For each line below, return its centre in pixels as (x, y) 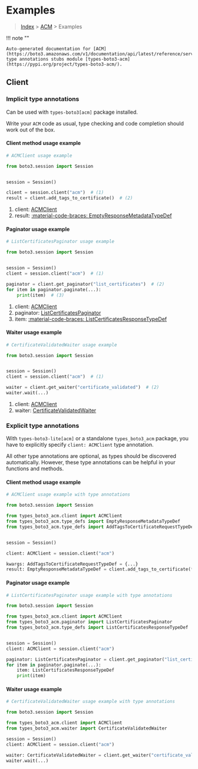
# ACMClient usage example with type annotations (68, 495)
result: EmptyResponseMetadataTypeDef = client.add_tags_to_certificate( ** (101, 569)
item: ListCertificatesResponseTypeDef (66, 670)
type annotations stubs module (44, 59)
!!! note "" (18, 38)
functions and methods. (35, 468)
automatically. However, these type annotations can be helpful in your (91, 463)
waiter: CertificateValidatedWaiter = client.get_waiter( (79, 755)
